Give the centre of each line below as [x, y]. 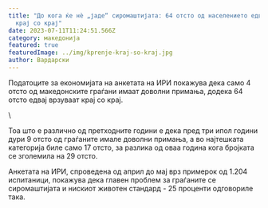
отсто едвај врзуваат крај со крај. [66, 100]
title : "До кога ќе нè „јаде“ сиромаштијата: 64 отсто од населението [128, 16]
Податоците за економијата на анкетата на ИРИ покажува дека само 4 [130, 82]
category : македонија [44, 38]
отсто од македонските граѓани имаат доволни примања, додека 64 [126, 91]
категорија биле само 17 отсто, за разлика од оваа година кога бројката [131, 147]
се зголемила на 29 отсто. [53, 155]
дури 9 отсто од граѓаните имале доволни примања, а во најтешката [126, 139]
